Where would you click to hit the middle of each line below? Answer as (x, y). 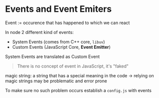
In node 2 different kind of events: (39, 32)
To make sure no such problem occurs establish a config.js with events (78, 90)
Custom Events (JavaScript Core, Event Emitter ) (61, 47)
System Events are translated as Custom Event (52, 56)
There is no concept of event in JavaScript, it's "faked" (73, 66)
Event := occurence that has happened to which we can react (67, 23)
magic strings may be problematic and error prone (56, 81)
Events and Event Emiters (58, 9)
